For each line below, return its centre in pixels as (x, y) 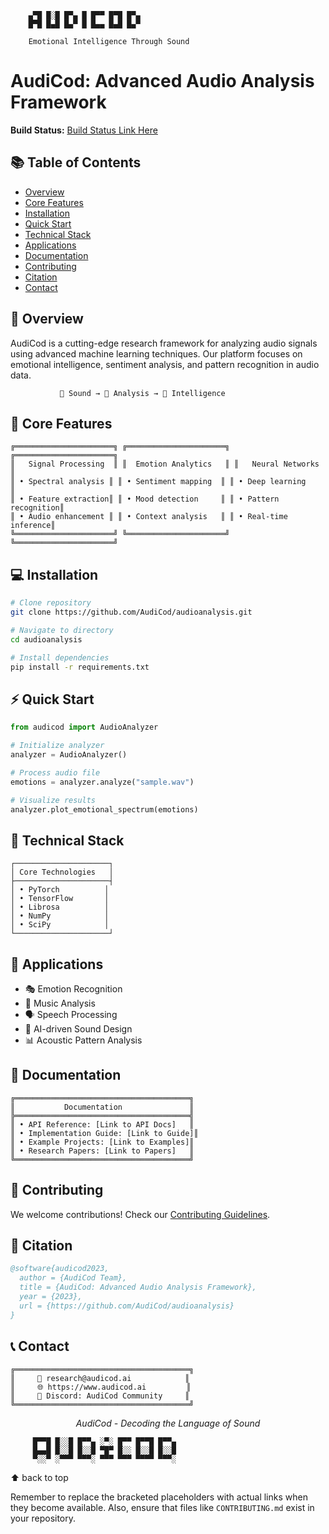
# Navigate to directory (62, 630)
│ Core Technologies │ (62, 872)
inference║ (33, 526)
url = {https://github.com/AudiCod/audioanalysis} (127, 1306)
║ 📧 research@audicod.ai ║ (100, 1378)
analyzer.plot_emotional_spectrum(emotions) (104, 809)
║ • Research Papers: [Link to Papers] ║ (102, 1151)
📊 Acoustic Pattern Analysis (83, 1040)
